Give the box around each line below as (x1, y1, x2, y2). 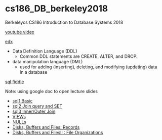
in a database (19, 69, 48, 75)
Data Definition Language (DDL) (12, 48, 78, 54)
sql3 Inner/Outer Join (12, 108, 56, 114)
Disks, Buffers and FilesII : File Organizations (12, 129, 103, 135)
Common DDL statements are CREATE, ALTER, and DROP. (19, 53, 138, 59)
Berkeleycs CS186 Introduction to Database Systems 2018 (5, 19, 123, 25)
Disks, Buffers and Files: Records (12, 124, 80, 130)
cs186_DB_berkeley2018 (5, 3, 108, 14)
